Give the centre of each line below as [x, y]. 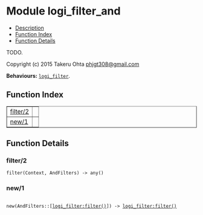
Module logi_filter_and [63, 11]
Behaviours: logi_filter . [38, 75]
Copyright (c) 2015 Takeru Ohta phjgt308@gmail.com [73, 64]
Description [29, 28]
